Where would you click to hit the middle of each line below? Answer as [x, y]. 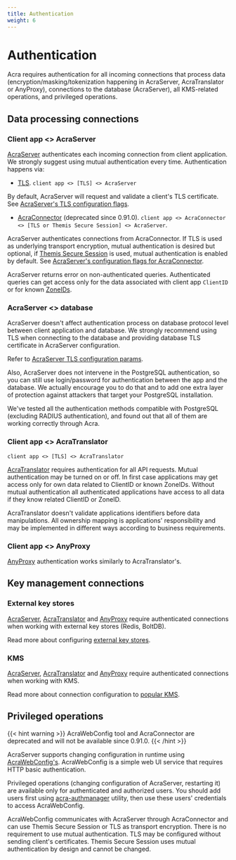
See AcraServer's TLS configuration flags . [68, 204]
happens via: [26, 169]
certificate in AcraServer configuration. [64, 346]
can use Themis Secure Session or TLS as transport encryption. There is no [117, 826]
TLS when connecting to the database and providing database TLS [104, 338]
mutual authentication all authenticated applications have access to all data [116, 492]
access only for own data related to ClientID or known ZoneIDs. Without [111, 484]
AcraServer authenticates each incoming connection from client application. [118, 155]
